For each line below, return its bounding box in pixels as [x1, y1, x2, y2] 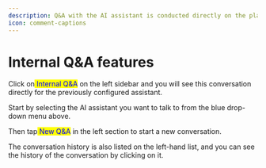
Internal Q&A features [8, 53, 154, 71]
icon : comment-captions [8, 19, 87, 27]
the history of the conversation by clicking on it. [8, 151, 164, 160]
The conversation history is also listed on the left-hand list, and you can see [8, 142, 255, 151]
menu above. [28, 112, 71, 121]
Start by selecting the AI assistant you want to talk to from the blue [8, 103, 226, 113]
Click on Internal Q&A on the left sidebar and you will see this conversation [8, 79, 252, 89]
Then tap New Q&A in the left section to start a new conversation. [8, 127, 222, 136]
